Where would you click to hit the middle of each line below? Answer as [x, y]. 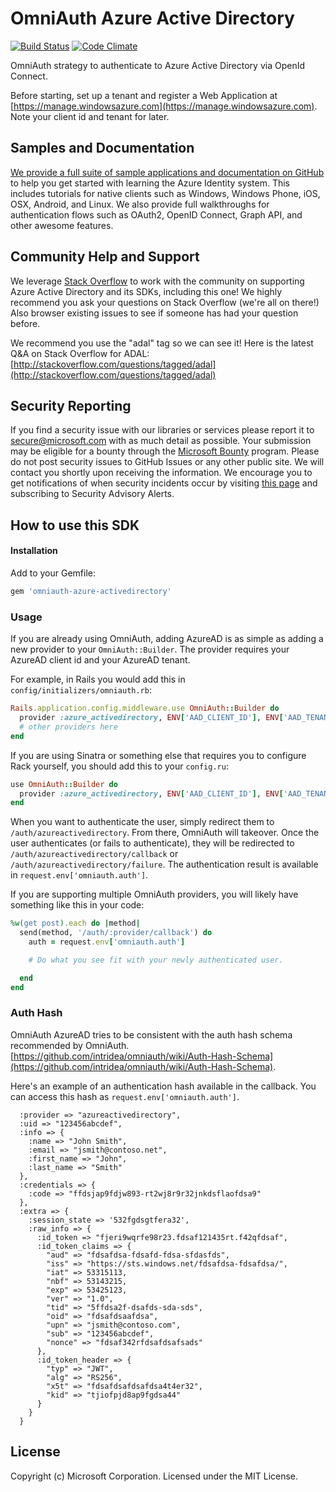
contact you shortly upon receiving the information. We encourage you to [161, 473]
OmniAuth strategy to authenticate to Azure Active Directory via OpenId [158, 65]
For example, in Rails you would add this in [98, 679]
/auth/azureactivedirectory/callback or [94, 854]
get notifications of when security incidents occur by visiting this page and [164, 483]
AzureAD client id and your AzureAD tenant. [100, 660]
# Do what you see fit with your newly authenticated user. [156, 960]
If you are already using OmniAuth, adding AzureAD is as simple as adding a [167, 639]
